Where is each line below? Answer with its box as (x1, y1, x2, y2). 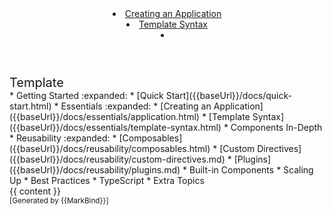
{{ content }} (9, 185, 61, 197)
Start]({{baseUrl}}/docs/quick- (165, 90, 292, 101)
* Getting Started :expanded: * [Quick (9, 90, 164, 101)
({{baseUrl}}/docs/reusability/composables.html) (9, 143, 211, 154)
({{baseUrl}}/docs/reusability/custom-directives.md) (9, 153, 226, 165)
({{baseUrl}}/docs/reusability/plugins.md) (9, 164, 181, 176)
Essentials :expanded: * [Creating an (60, 100, 212, 112)
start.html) (9, 100, 52, 112)
